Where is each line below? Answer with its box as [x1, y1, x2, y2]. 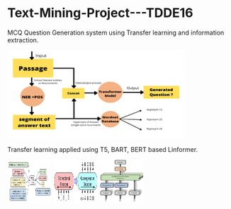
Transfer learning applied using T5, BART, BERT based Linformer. [7, 145, 198, 153]
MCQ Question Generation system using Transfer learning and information [7, 28, 225, 37]
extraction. [7, 35, 39, 44]
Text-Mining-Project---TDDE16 [7, 5, 193, 21]
